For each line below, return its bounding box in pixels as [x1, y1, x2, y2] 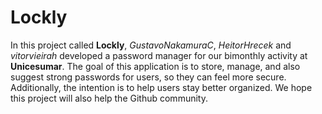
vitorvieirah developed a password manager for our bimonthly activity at [10, 49, 308, 61]
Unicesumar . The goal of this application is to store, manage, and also [10, 60, 301, 72]
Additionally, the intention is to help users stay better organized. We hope [10, 81, 313, 93]
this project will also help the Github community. [10, 92, 208, 104]
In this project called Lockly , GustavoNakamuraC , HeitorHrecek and [10, 39, 292, 51]
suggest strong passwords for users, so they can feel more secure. [10, 71, 287, 83]
